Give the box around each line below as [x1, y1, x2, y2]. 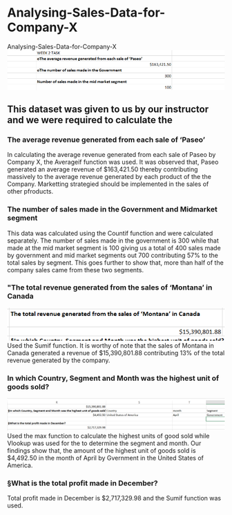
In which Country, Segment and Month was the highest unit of [7, 373, 220, 383]
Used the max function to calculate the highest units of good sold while [7, 431, 210, 440]
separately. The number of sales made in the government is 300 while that [7, 236, 220, 245]
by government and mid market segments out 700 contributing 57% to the [7, 251, 219, 259]
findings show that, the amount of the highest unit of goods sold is [7, 446, 196, 454]
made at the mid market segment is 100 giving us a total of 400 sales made [7, 243, 221, 252]
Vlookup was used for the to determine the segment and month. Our [7, 439, 202, 447]
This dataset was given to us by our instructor [7, 103, 209, 115]
